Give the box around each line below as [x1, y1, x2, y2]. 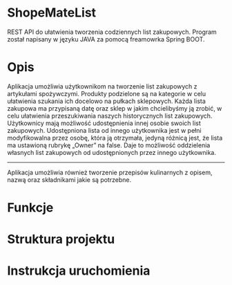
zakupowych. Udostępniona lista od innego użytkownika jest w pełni [7, 126, 202, 134]
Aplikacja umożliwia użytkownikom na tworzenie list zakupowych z [7, 82, 198, 91]
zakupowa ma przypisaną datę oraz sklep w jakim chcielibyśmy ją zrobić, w [7, 104, 222, 112]
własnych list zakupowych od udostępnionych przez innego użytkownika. [7, 148, 216, 156]
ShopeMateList [7, 5, 97, 21]
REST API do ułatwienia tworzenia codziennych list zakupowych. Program [7, 28, 217, 36]
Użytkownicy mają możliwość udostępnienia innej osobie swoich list [7, 119, 202, 127]
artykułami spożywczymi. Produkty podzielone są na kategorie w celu [7, 89, 206, 98]
